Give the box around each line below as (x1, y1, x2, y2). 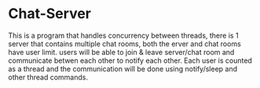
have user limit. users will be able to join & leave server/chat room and (8, 47, 235, 57)
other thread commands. (8, 72, 89, 82)
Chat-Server (8, 5, 92, 23)
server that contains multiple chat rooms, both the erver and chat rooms (8, 38, 241, 48)
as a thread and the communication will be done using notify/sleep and (8, 64, 238, 73)
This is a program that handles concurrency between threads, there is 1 (8, 31, 239, 40)
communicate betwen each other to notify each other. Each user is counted (8, 56, 253, 65)
